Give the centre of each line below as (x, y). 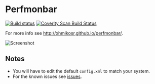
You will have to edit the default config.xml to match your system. (81, 71)
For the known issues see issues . (47, 76)
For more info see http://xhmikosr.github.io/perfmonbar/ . (64, 33)
